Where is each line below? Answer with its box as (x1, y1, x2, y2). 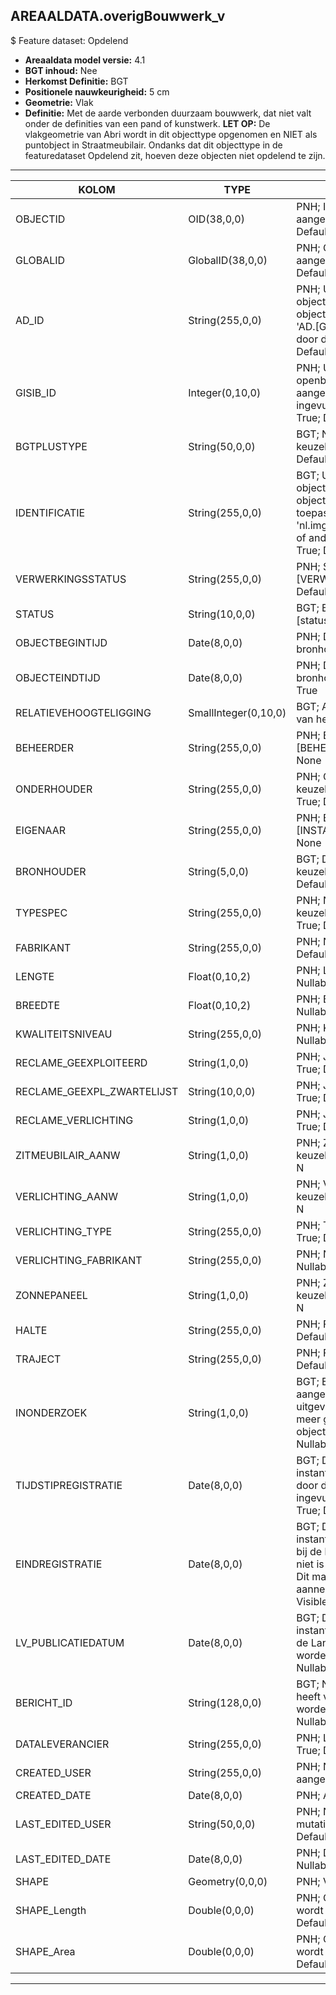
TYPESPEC (15, 905, 68, 919)
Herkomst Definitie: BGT (24, 75, 129, 87)
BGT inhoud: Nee (24, 64, 98, 76)
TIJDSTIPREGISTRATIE (15, 1478, 123, 1492)
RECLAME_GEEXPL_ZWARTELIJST (15, 1084, 179, 1098)
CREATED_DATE (15, 1788, 92, 1802)
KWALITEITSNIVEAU (15, 1027, 113, 1041)
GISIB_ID (15, 385, 57, 399)
